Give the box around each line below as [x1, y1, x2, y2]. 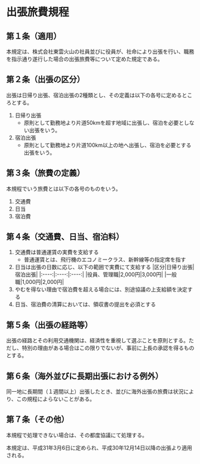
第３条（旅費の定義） [6, 168, 85, 178]
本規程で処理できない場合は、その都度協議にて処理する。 [6, 431, 147, 438]
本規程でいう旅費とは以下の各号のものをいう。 [6, 185, 121, 192]
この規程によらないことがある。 [16, 395, 96, 403]
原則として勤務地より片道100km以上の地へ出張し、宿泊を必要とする [23, 141, 192, 149]
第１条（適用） [6, 31, 61, 41]
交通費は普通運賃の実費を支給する [14, 249, 99, 256]
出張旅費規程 [6, 5, 70, 19]
